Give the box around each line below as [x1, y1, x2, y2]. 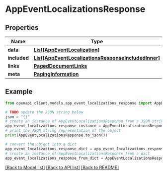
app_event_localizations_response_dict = [5, 146, 92, 151]
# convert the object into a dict [5, 142, 77, 147]
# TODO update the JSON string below [5, 109, 83, 115]
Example [5, 87, 33, 96]
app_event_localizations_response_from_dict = [5, 156, 103, 161]
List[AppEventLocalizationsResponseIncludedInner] [33, 55, 161, 61]
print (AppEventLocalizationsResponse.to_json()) [5, 133, 108, 138]
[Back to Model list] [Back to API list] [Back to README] [5, 165, 119, 171]
